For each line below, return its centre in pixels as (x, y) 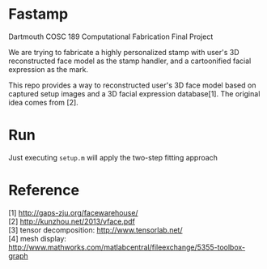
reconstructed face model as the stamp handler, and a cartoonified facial (130, 61)
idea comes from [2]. (43, 102)
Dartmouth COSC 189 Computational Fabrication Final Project (111, 36)
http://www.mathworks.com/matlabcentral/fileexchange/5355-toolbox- (127, 247)
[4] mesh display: (38, 238)
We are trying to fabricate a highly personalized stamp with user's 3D (124, 52)
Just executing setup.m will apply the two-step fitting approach (113, 157)
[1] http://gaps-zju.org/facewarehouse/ (74, 212)
